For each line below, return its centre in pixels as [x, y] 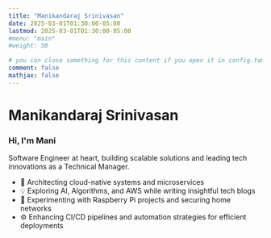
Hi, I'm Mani [32, 140]
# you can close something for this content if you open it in [117, 61]
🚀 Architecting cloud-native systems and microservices [112, 182]
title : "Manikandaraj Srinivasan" [67, 16]
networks [36, 209]
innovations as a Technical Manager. [69, 167]
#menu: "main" [32, 38]
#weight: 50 [28, 46]
